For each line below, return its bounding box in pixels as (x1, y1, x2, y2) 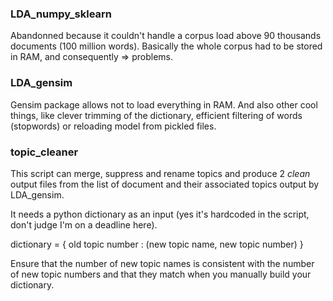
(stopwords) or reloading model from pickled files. (10, 120, 217, 132)
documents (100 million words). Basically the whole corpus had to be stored (10, 40, 323, 52)
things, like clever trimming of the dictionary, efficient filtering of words (10, 109, 303, 121)
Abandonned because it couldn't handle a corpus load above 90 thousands (10, 30, 322, 42)
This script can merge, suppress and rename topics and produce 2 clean (10, 167, 311, 179)
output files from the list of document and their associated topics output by (10, 178, 320, 190)
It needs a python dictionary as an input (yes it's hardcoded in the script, (10, 208, 310, 220)
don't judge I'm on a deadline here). (10, 218, 158, 231)
